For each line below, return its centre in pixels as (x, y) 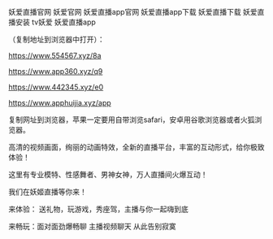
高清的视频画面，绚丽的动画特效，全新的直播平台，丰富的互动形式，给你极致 (136, 147)
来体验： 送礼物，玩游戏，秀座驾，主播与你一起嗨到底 (98, 209)
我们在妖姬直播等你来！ (48, 192)
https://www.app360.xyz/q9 (56, 71)
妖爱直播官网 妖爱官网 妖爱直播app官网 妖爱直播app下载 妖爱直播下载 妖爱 (133, 12)
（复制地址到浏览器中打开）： (56, 39)
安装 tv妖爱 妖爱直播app (55, 22)
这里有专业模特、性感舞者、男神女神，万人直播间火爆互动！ (108, 174)
